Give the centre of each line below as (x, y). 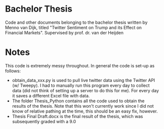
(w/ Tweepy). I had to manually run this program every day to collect (81, 85)
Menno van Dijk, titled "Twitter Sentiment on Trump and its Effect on (73, 27)
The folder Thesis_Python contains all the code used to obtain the (78, 101)
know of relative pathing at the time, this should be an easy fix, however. (85, 111)
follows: (13, 71)
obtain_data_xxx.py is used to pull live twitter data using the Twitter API (83, 80)
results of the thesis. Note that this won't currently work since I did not (83, 106)
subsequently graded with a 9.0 (44, 121)
